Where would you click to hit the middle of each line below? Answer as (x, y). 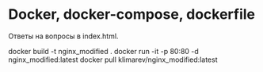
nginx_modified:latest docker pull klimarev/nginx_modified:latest (113, 59)
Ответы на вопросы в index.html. (63, 36)
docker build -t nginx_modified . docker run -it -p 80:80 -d (104, 51)
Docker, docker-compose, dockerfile (132, 14)
